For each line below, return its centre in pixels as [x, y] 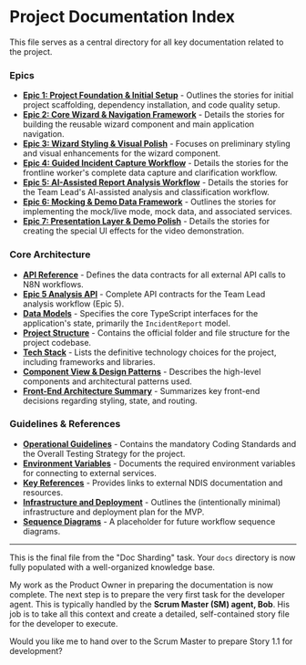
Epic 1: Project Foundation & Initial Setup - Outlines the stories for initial [158, 95]
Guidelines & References [65, 424]
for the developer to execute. [64, 623]
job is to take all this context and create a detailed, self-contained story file [149, 614]
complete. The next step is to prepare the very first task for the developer [147, 594]
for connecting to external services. [90, 473]
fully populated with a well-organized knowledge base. [112, 566]
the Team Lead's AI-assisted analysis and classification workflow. [146, 192]
